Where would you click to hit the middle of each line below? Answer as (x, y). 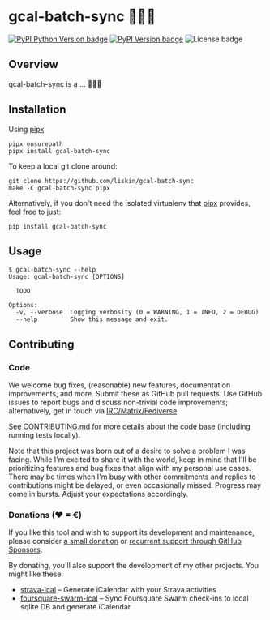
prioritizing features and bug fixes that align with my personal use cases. (130, 468)
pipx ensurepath (36, 144)
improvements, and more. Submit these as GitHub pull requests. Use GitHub (135, 394)
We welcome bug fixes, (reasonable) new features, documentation (120, 385)
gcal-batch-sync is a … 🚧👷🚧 (55, 83)
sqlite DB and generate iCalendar (75, 607)
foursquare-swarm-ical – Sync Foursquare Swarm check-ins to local (134, 598)
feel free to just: (35, 212)
